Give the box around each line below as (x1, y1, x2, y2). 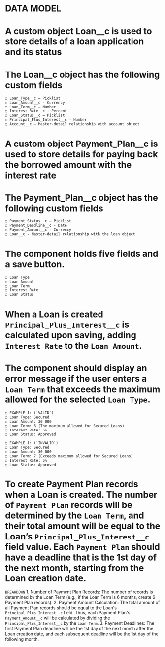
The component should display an (5, 362, 147, 374)
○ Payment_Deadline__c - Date (5, 223, 67, 228)
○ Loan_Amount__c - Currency (5, 100, 65, 105)
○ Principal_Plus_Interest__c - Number (5, 117, 87, 122)
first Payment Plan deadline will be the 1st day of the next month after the (5, 626, 154, 632)
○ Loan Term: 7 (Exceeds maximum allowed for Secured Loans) (5, 453, 133, 459)
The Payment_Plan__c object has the (5, 192, 159, 203)
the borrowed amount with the (5, 159, 132, 170)
